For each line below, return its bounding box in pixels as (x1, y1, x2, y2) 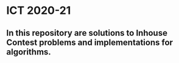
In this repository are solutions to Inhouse (6, 28, 167, 38)
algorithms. (6, 47, 52, 57)
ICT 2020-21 (6, 4, 71, 18)
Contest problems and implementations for (6, 37, 174, 47)
